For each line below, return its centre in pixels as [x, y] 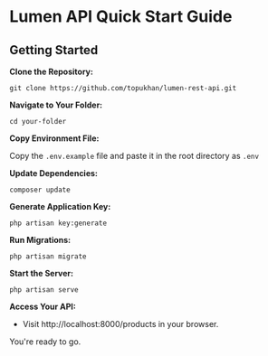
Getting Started [54, 50]
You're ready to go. [45, 342]
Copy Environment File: [54, 138]
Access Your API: [43, 306]
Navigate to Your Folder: [56, 105]
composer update [40, 190]
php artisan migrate [48, 257]
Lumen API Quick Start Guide [121, 17]
